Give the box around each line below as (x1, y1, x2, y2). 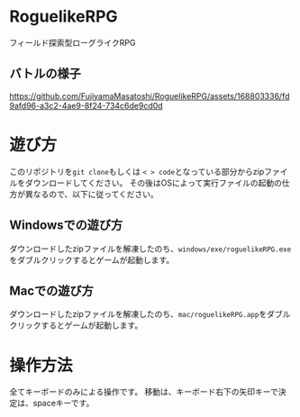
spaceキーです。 (32, 398, 95, 409)
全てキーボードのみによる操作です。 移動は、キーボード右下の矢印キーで (9, 386, 279, 397)
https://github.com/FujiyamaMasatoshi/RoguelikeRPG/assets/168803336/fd (9, 90, 290, 101)
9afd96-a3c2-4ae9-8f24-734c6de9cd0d (9, 100, 164, 111)
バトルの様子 (9, 66, 81, 82)
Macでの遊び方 (9, 283, 95, 298)
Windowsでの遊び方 (9, 218, 123, 233)
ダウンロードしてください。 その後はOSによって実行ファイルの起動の (24, 177, 282, 188)
